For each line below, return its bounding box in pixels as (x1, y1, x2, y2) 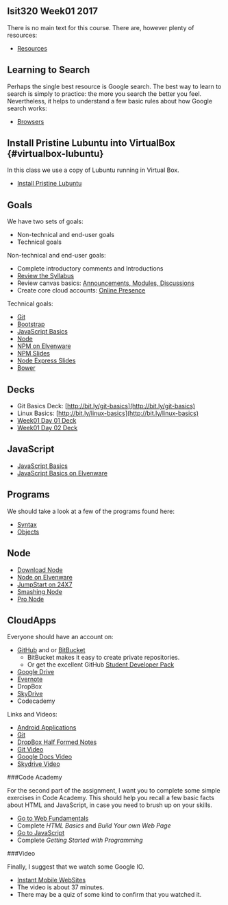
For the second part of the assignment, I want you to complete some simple (7, 786, 220, 795)
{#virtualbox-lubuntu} (7, 148, 104, 160)
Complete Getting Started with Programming (16, 836, 143, 845)
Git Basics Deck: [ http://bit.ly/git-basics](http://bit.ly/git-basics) (16, 402, 196, 410)
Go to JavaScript (16, 829, 65, 837)
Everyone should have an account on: (7, 633, 114, 641)
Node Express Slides (16, 356, 76, 365)
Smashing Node (16, 587, 63, 595)
